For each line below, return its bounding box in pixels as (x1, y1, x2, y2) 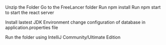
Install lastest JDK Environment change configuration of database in (5, 19, 145, 25)
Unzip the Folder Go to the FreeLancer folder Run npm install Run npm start (5, 4, 161, 10)
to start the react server (5, 9, 54, 15)
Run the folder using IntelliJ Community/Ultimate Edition (5, 34, 121, 40)
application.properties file (5, 24, 59, 30)
